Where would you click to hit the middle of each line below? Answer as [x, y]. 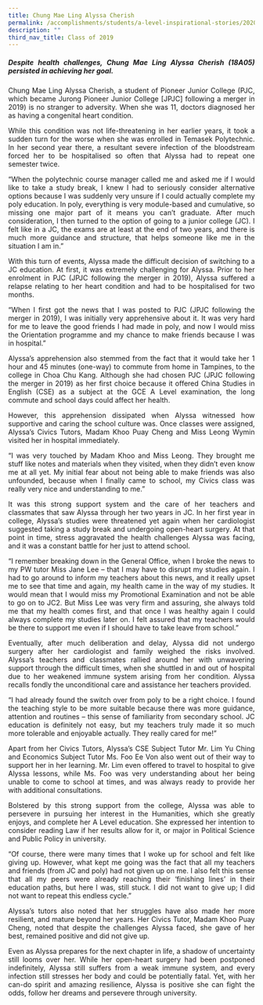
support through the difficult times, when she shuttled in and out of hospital [131, 668]
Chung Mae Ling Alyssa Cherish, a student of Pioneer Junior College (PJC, [131, 90]
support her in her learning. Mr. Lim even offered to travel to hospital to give [131, 766]
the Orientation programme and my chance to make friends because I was [131, 335]
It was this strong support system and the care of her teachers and [131, 504]
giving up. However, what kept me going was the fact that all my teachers [131, 862]
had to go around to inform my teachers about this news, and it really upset [131, 578]
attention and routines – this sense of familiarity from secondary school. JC [131, 717]
